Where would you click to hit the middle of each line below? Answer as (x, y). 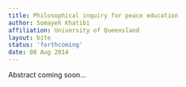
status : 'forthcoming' (46, 45)
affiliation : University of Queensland (74, 30)
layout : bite (30, 38)
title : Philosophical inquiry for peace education (93, 15)
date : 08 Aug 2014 (38, 52)
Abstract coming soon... (47, 75)
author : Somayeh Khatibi (49, 23)
